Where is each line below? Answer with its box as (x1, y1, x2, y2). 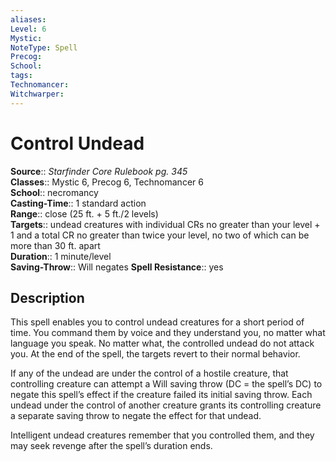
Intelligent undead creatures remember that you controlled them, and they (10, 429, 315, 441)
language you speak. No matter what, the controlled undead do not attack (10, 337, 315, 350)
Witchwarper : (10, 89, 65, 99)
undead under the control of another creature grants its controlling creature (10, 399, 322, 411)
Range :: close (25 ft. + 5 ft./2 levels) (10, 207, 159, 220)
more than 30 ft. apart (10, 239, 101, 251)
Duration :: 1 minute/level (10, 250, 112, 262)
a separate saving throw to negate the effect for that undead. (10, 410, 262, 422)
